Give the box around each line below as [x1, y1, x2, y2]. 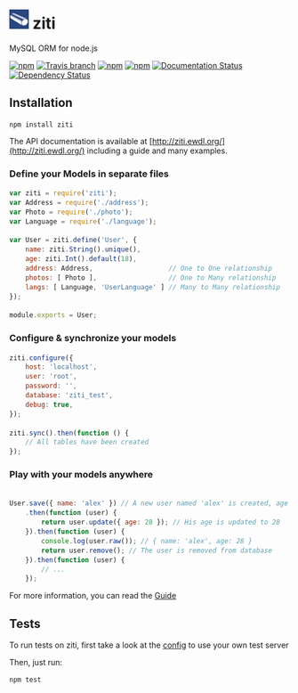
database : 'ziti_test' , [25, 391, 114, 400]
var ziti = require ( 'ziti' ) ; [9, 189, 117, 198]
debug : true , [25, 400, 74, 409]
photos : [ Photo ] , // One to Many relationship [25, 273, 277, 282]
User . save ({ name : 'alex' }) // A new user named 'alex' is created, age [9, 499, 289, 508]
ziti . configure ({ [9, 353, 74, 363]
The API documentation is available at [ [9, 135, 153, 146]
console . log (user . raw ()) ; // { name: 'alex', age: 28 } [41, 536, 253, 545]
